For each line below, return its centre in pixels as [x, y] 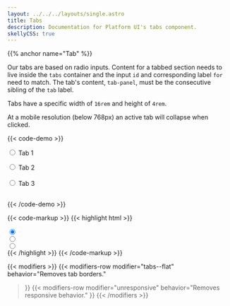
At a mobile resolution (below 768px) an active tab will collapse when [108, 117]
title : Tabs [25, 20]
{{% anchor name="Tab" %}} [50, 54]
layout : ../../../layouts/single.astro [66, 14]
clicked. [19, 125]
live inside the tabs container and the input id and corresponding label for [115, 75]
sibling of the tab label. [41, 90]
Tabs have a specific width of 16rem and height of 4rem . [87, 104]
